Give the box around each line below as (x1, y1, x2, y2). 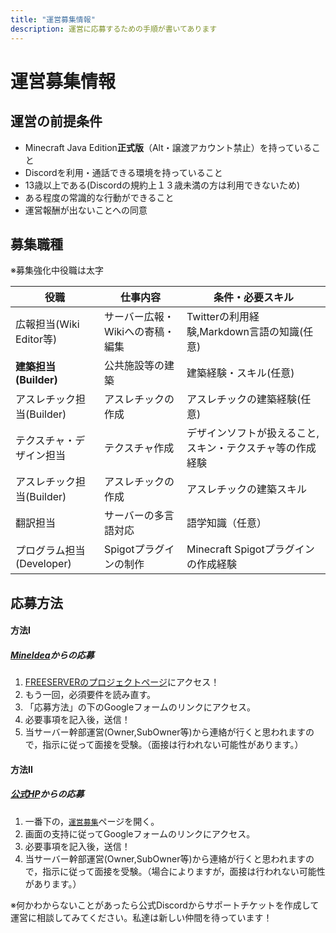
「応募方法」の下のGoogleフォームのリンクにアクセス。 (24, 701, 257, 713)
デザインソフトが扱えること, (186, 426, 320, 440)
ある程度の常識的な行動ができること (24, 191, 175, 203)
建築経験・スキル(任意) (186, 366, 295, 380)
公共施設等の (103, 359, 165, 373)
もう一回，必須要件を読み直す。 (24, 689, 156, 701)
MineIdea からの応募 (10, 649, 95, 661)
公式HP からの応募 (10, 788, 85, 800)
